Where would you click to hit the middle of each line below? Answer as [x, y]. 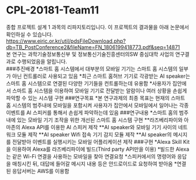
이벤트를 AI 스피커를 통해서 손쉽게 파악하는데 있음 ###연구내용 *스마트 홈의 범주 [97, 112]
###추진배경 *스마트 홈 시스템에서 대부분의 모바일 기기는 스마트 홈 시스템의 [92, 68]
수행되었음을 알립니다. [42, 61]
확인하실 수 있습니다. [30, 34]
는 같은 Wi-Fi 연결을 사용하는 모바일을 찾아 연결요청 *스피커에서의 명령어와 [91, 156]
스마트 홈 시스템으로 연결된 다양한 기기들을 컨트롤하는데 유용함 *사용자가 [89, 83]
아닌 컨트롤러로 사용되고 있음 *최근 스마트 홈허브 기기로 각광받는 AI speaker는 [101, 76]
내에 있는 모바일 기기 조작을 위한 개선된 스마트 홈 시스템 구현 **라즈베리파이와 [94, 120]
